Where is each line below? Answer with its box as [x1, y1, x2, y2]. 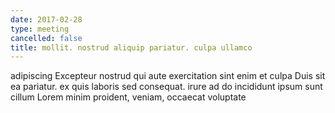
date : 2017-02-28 [10, 14, 83, 25]
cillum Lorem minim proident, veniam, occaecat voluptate [10, 91, 247, 103]
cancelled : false [10, 33, 83, 43]
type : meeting [10, 24, 70, 34]
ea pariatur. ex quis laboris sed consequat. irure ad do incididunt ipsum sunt [10, 81, 323, 93]
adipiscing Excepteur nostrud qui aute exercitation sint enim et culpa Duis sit [10, 70, 326, 82]
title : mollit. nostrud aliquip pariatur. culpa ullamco [10, 42, 253, 53]
